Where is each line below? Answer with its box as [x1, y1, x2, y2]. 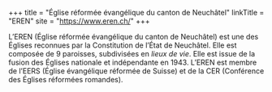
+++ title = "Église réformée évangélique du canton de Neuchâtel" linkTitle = [8, 8, 265, 17]
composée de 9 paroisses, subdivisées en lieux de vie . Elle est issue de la [8, 49, 256, 58]
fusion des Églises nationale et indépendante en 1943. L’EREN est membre [8, 57, 257, 67]
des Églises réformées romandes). [8, 75, 123, 84]
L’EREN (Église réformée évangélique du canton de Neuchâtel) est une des [8, 32, 259, 41]
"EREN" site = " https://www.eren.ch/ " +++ [8, 16, 150, 26]
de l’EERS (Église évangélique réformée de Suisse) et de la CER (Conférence [8, 66, 265, 76]
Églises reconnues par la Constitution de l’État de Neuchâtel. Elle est [8, 40, 237, 50]
